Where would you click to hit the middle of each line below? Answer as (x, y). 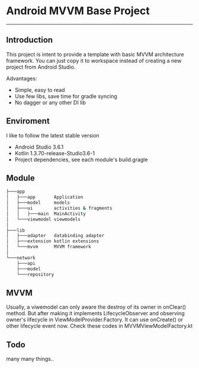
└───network (21, 258)
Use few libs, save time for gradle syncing (66, 96)
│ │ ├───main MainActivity (46, 214)
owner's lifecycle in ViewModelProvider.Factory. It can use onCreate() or (95, 320)
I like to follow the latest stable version (53, 135)
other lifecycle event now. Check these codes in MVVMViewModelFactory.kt (99, 326)
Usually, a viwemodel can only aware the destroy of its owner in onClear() (96, 307)
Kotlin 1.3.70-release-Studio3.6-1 (54, 153)
